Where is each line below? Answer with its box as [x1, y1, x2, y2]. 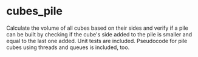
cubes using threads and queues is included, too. [6, 44, 130, 51]
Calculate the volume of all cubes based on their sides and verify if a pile [6, 24, 188, 32]
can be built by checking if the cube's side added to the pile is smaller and [6, 30, 193, 38]
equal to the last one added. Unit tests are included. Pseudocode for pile [6, 37, 188, 44]
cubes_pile [6, 4, 63, 18]
